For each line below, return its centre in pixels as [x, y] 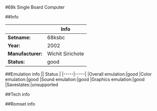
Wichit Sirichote [66, 54]
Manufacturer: [25, 54]
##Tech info [17, 94]
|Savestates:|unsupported [32, 85]
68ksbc [56, 38]
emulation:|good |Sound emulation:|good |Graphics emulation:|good [75, 79]
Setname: [19, 38]
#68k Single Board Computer [35, 7]
